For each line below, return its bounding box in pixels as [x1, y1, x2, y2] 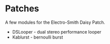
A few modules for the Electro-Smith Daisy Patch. [5, 19, 106, 25]
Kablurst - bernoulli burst [12, 34, 63, 40]
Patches [5, 3, 39, 14]
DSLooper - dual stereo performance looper [12, 29, 102, 35]
